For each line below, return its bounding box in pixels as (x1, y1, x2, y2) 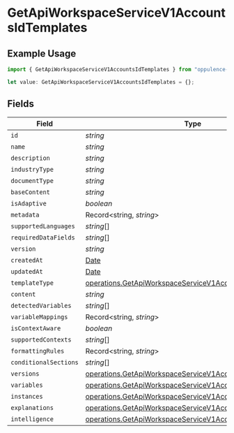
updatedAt (10, 267, 43, 275)
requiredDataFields (10, 233, 75, 242)
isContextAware (10, 324, 61, 332)
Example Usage (7, 47, 77, 59)
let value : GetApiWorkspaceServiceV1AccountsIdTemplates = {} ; (7, 78, 195, 85)
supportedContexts (10, 335, 72, 344)
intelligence (10, 415, 54, 423)
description (10, 154, 51, 162)
